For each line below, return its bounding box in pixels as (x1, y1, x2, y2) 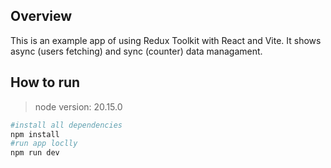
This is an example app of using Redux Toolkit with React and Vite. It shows (10, 34, 322, 46)
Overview (10, 8, 73, 25)
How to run (10, 74, 81, 91)
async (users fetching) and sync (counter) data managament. (10, 45, 263, 57)
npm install (10, 129, 60, 139)
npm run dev (10, 148, 60, 158)
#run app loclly (10, 139, 78, 149)
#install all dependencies (10, 120, 123, 130)
